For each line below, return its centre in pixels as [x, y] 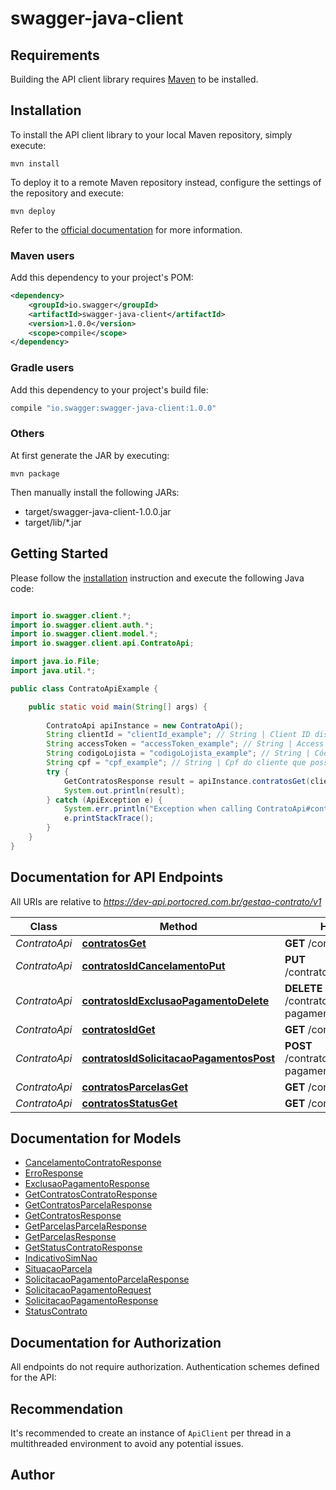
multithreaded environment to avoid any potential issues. [127, 1444]
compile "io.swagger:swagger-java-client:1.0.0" [113, 408]
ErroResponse [54, 1173]
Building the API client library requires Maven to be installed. [134, 79]
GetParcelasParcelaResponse [86, 1226]
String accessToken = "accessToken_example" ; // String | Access [185, 744]
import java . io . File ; [55, 662]
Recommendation [66, 1408]
